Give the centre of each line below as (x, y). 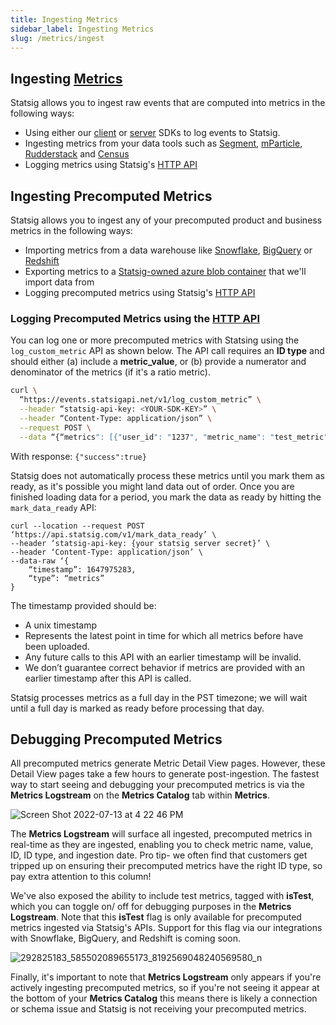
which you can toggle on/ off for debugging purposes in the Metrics (151, 907)
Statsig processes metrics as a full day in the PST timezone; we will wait (159, 697)
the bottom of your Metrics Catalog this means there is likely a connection (164, 998)
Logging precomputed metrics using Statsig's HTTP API (140, 292)
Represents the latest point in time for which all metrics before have (164, 635)
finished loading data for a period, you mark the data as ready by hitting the (166, 497)
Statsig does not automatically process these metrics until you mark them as (167, 475)
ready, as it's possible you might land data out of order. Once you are (152, 486)
